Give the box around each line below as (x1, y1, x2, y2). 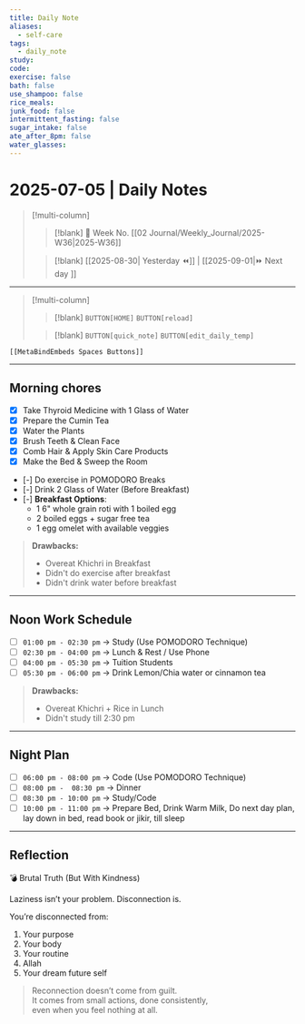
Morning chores (9, 380, 102, 396)
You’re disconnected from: (9, 911, 109, 922)
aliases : (9, 22, 43, 31)
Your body (22, 938, 62, 949)
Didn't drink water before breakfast (44, 577, 177, 588)
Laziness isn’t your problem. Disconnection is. (9, 893, 182, 904)
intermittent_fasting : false (9, 115, 120, 124)
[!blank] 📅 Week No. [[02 (54, 227, 148, 238)
